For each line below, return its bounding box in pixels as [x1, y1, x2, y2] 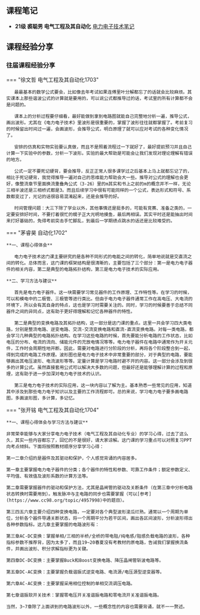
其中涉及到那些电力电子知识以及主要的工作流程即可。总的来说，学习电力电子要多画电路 [6, 389, 189, 395]
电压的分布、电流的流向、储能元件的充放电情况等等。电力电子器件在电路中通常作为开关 [6, 339, 189, 345]
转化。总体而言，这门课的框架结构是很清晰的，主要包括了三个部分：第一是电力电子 [14, 260, 189, 266]
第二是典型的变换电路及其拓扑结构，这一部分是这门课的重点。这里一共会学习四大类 [14, 320, 188, 326]
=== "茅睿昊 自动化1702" [6, 229, 67, 236]
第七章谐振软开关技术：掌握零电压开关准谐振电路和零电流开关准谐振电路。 [6, 592, 162, 598]
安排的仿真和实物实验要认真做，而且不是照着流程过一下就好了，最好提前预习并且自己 [14, 144, 192, 150]
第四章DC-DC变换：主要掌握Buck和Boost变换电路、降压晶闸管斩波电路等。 [6, 557, 164, 563]
